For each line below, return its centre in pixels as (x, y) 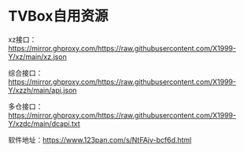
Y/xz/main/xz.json (37, 57)
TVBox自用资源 (58, 16)
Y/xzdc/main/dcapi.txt (44, 124)
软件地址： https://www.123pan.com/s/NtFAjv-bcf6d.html (100, 139)
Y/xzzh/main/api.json (43, 90)
